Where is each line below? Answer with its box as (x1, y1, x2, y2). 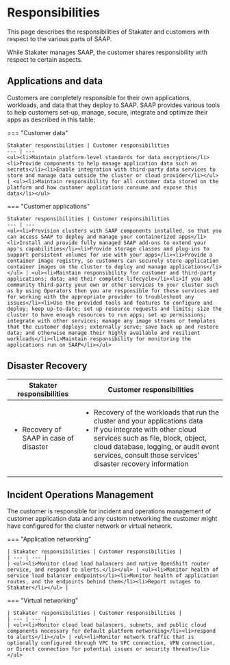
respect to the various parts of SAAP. (7, 34, 112, 43)
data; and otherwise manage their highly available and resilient (7, 329, 201, 336)
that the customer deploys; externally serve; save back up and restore (7, 323, 219, 330)
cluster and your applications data (93, 416, 203, 425)
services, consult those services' (93, 450, 200, 460)
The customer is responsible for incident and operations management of (7, 507, 212, 515)
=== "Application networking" (7, 535, 92, 544)
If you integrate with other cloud (93, 424, 197, 434)
